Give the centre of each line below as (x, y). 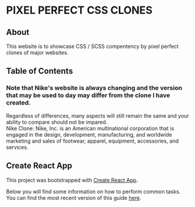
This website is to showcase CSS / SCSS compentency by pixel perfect (92, 46)
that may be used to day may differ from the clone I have (88, 95)
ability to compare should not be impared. (57, 122)
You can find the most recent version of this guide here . (74, 198)
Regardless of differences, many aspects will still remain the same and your (98, 115)
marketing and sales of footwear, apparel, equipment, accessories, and (92, 141)
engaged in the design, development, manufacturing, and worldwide (89, 134)
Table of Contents (40, 71)
